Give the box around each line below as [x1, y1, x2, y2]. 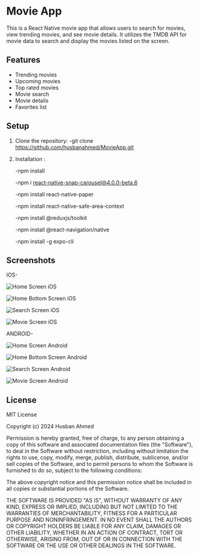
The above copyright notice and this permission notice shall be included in [6, 479, 192, 486]
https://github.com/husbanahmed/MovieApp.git [15, 143, 134, 151]
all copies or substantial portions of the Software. [6, 485, 129, 493]
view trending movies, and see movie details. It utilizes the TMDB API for [6, 30, 188, 38]
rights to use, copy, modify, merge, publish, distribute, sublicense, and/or [6, 454, 189, 461]
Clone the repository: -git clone [15, 137, 94, 144]
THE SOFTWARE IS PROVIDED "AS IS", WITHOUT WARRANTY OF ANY [6, 497, 183, 504]
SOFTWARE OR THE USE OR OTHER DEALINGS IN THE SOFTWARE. [6, 542, 176, 549]
